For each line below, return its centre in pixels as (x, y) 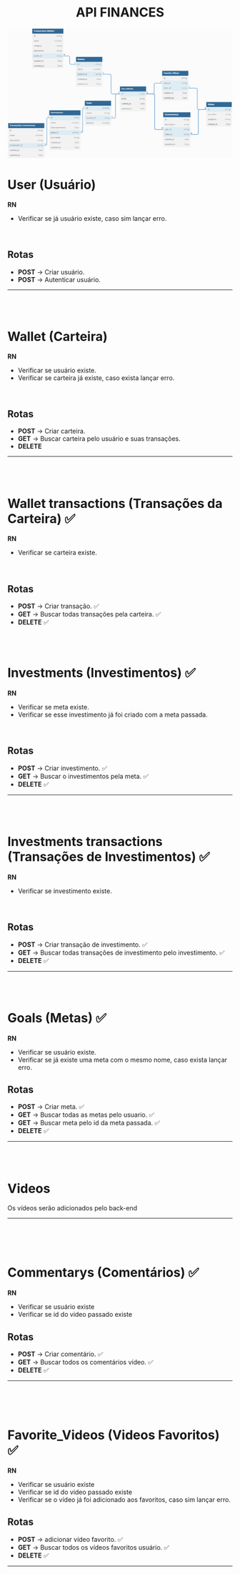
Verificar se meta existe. (53, 707)
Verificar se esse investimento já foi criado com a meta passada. (113, 714)
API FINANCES (120, 13)
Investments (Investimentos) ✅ (101, 673)
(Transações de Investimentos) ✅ (109, 857)
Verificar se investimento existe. (65, 891)
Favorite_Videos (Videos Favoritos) (114, 1435)
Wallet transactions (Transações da (115, 503)
